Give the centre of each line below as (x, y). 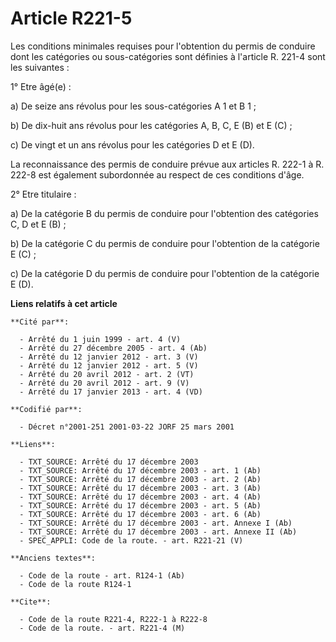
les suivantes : (40, 67)
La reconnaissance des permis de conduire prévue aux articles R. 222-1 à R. (167, 164)
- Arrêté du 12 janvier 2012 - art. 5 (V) (109, 365)
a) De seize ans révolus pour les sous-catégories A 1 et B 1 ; (133, 106)
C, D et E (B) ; (38, 224)
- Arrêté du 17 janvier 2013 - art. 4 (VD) (111, 392)
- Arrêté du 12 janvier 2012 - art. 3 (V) (109, 357)
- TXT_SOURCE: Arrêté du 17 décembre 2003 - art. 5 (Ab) (140, 505)
